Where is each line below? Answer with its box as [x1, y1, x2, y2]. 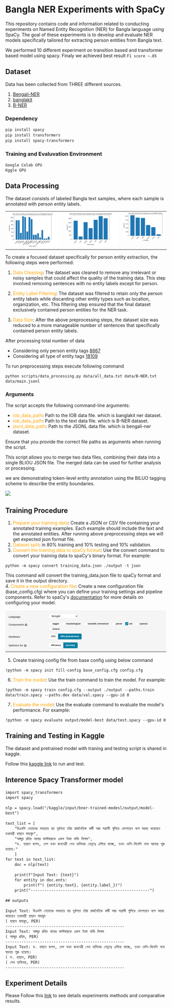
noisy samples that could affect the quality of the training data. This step [12, 275, 166, 281]
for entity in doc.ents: [14, 877, 68, 882]
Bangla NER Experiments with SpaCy [5, 4, 165, 15]
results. [5, 998, 21, 1004]
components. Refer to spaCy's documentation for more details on [5, 594, 143, 600]
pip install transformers [5, 132, 60, 137]
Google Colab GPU [5, 162, 42, 168]
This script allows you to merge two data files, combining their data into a [5, 454, 160, 460]
